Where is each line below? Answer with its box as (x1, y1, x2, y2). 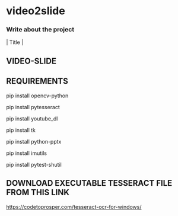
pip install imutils (6, 150, 47, 157)
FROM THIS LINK (6, 188, 70, 198)
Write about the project (6, 26, 75, 34)
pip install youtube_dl (6, 115, 58, 122)
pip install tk (6, 126, 36, 134)
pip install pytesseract (6, 103, 61, 110)
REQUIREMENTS (6, 76, 68, 87)
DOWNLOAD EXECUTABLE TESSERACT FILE (6, 178, 173, 188)
